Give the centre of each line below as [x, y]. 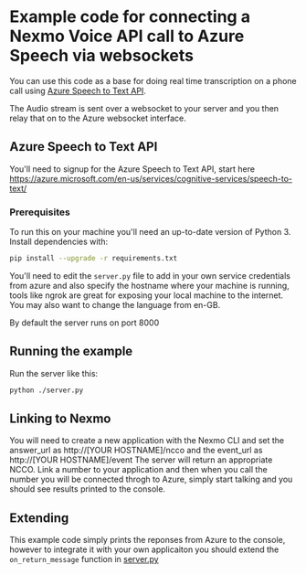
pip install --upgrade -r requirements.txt [94, 259]
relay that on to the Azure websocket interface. [98, 118]
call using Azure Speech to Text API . [78, 90]
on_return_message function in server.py [84, 559]
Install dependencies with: [59, 242]
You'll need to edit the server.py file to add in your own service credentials [150, 275]
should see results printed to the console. [88, 489]
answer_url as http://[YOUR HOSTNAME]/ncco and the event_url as [136, 451]
